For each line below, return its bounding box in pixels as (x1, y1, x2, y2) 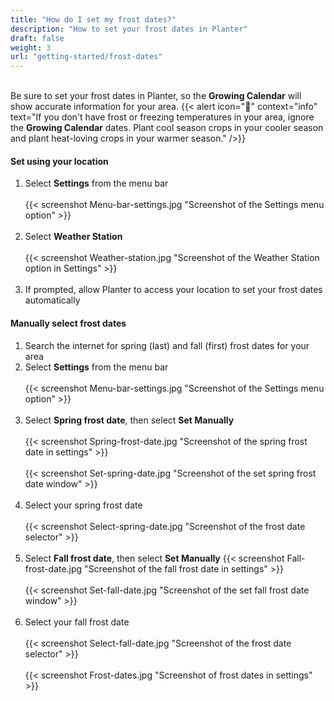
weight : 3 (10, 42, 52, 53)
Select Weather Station (24, 231, 123, 243)
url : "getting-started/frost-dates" (10, 52, 163, 62)
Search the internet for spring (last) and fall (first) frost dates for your (24, 339, 310, 351)
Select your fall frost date (24, 616, 130, 628)
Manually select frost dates (10, 317, 127, 329)
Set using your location (10, 155, 109, 167)
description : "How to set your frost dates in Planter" (10, 24, 248, 34)
